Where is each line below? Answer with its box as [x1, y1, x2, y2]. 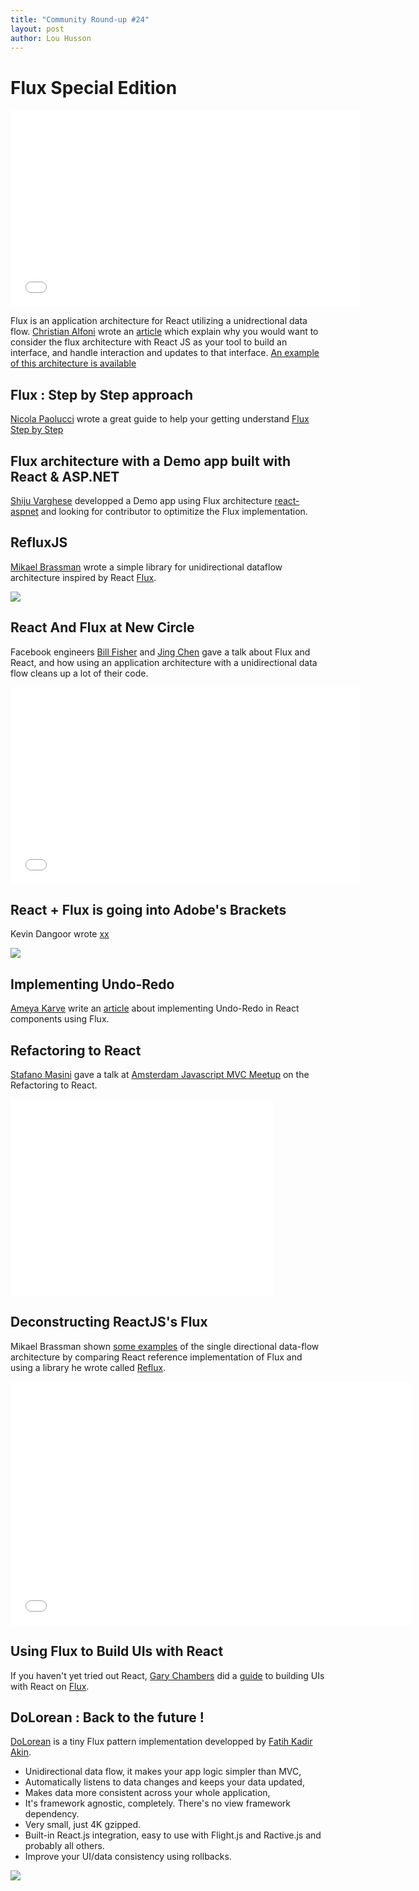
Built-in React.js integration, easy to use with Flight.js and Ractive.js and [24, 1829, 322, 1841]
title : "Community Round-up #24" [10, 14, 150, 25]
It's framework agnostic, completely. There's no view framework [24, 1797, 291, 1810]
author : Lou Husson [10, 33, 92, 43]
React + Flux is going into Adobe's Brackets [10, 901, 287, 918]
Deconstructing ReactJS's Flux [10, 1314, 208, 1331]
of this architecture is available [10, 357, 137, 370]
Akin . [10, 1746, 32, 1758]
